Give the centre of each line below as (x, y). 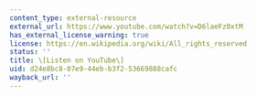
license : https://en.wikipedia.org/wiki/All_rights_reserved (128, 43)
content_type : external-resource (73, 18)
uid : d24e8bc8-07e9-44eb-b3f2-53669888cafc (94, 69)
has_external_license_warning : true (79, 35)
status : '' (30, 52)
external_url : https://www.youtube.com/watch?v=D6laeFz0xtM (127, 27)
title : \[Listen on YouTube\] (67, 60)
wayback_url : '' (40, 78)
